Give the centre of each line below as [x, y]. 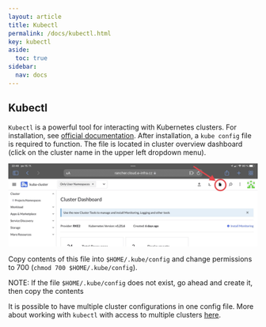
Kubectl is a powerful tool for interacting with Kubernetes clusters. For [123, 127]
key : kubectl [30, 42]
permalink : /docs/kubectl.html [60, 33]
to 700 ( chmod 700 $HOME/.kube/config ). [73, 267]
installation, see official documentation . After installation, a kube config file [130, 135]
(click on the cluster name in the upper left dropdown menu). [107, 152]
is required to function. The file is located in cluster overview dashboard [125, 144]
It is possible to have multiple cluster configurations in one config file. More [131, 306]
